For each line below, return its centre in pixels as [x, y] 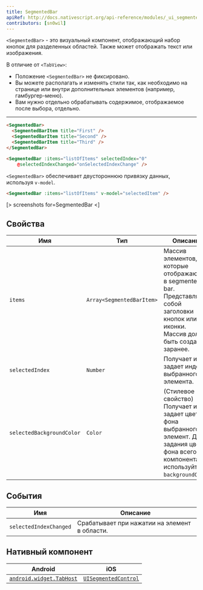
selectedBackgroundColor [45, 433]
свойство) [179, 399]
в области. [92, 531]
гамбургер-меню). [39, 96]
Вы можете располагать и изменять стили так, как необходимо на [101, 83]
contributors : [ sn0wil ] [36, 23]
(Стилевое [179, 391]
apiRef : [16, 18]
